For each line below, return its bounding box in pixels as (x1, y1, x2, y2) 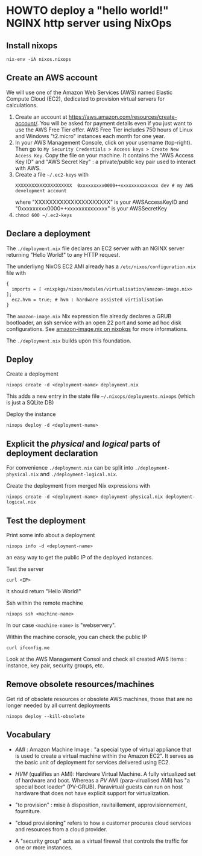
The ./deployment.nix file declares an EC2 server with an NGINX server (6, 245, 185, 252)
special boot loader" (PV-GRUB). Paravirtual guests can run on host (14, 783, 183, 790)
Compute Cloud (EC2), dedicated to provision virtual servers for (6, 95, 165, 102)
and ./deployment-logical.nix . (40, 471, 118, 478)
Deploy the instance (6, 411, 56, 418)
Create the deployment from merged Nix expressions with (6, 482, 151, 489)
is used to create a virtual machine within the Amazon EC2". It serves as (14, 752, 194, 760)
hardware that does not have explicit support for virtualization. (14, 789, 170, 796)
